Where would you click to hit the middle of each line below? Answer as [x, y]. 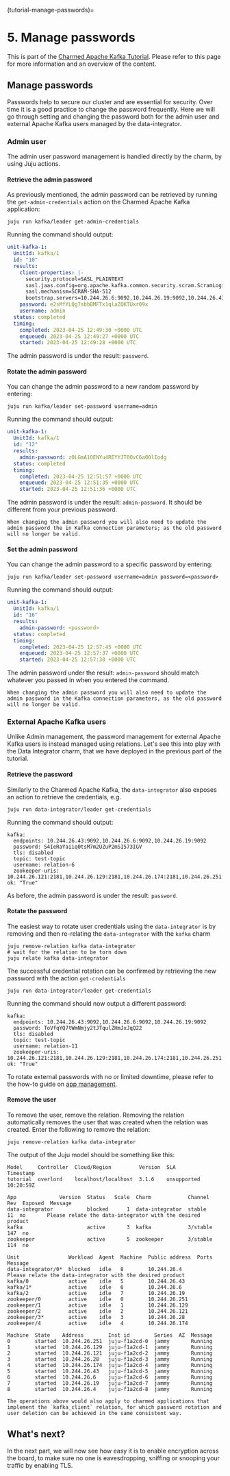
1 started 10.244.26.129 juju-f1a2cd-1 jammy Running [110, 1347]
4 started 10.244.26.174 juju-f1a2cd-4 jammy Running [110, 1366]
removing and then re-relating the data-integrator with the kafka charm [109, 933]
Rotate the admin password [47, 371]
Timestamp [21, 1174]
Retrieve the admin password [50, 179]
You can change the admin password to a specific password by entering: [110, 564]
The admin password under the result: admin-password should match [103, 673]
